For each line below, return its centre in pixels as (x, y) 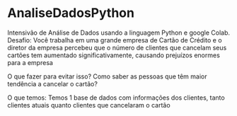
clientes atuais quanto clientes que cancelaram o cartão (89, 105)
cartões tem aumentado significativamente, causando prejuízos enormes (114, 55)
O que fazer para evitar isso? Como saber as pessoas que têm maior (107, 76)
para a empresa (30, 62)
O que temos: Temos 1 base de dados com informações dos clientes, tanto (116, 98)
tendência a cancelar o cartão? (52, 83)
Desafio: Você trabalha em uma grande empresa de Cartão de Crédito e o (115, 40)
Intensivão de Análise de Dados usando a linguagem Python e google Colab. (119, 33)
